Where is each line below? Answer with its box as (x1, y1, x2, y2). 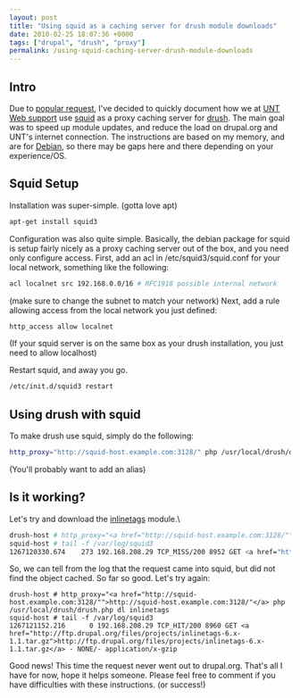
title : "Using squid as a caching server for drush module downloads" (9, 21, 278, 30)
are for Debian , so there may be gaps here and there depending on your (9, 140, 274, 152)
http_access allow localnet (9, 322, 114, 331)
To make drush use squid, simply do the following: (9, 430, 195, 442)
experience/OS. (9, 150, 67, 161)
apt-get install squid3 (9, 217, 98, 226)
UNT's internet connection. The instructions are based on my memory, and (9, 131, 286, 142)
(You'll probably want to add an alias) (9, 463, 146, 474)
